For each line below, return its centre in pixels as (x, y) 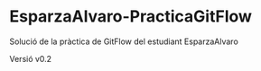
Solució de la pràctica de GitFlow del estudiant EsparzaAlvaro (124, 41)
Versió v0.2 (31, 58)
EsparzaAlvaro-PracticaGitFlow (131, 17)
